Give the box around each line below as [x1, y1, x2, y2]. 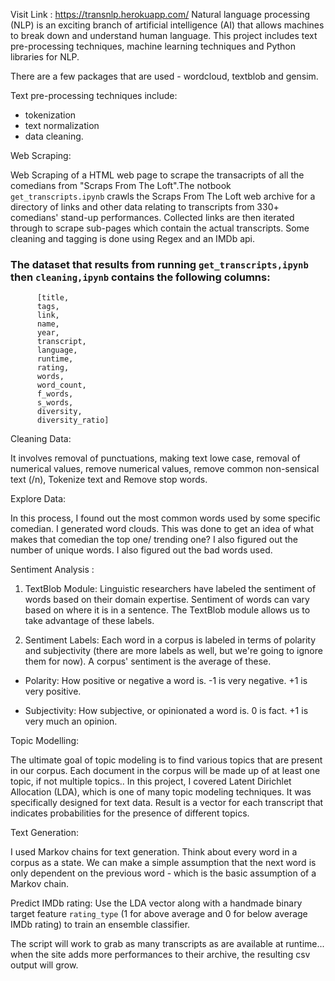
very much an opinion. [24, 715, 118, 728]
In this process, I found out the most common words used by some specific [10, 512, 321, 524]
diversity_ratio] [36, 415, 110, 426]
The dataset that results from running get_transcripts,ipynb [10, 257, 309, 271]
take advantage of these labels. [24, 615, 155, 627]
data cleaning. [24, 130, 84, 142]
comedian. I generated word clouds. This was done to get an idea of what [10, 523, 315, 535]
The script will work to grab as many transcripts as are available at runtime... [10, 938, 325, 950]
